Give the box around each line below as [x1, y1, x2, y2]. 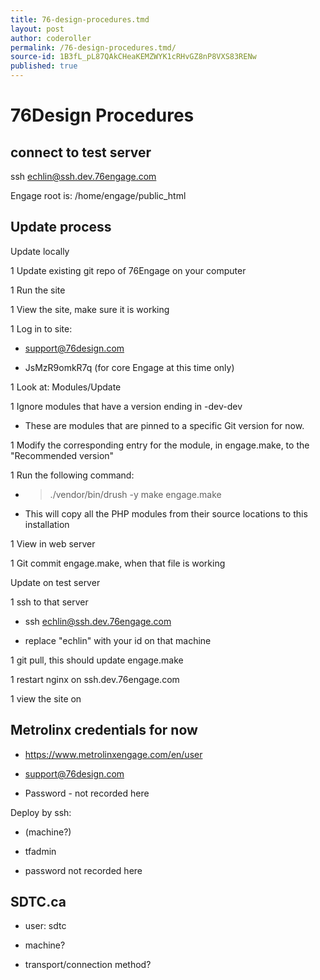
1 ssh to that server [10, 596, 89, 608]
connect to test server [10, 144, 152, 161]
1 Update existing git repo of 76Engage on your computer [10, 264, 247, 276]
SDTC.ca [10, 894, 67, 911]
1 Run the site [10, 284, 66, 296]
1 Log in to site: [10, 322, 73, 335]
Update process [10, 219, 112, 236]
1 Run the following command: [10, 469, 135, 481]
